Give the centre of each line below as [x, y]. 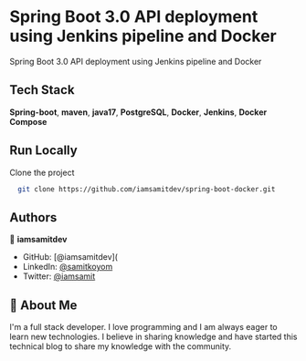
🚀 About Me [43, 305]
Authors [33, 217]
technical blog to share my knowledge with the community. [121, 346]
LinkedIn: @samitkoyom [68, 267]
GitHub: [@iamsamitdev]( [70, 257]
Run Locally [43, 151]
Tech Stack [42, 90]
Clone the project [42, 172]
